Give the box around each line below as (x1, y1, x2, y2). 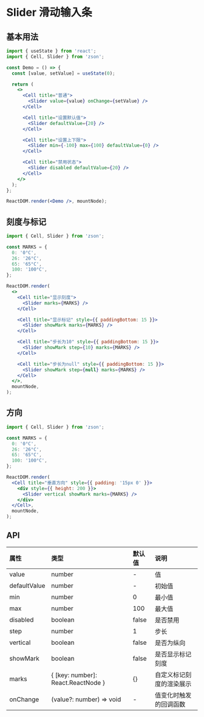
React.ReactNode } (51, 678, 105, 687)
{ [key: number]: (51, 671, 97, 679)
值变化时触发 (154, 691, 192, 699)
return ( (12, 81, 34, 87)
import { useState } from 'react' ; (6, 48, 97, 54)
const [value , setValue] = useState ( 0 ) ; (12, 70, 115, 76)
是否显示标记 (154, 650, 192, 658)
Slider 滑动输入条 (6, 5, 92, 19)
